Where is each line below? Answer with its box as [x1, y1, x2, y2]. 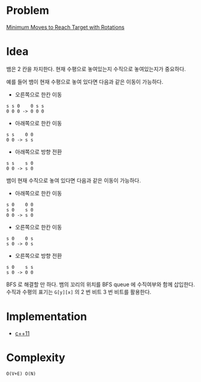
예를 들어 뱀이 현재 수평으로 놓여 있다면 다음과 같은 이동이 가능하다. [6, 78, 164, 85]
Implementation [6, 310, 87, 324]
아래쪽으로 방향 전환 [14, 148, 62, 155]
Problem [6, 4, 49, 17]
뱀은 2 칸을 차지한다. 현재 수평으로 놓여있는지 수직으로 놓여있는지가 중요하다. [6, 65, 187, 72]
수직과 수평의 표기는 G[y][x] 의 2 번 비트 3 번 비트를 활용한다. [6, 288, 152, 295]
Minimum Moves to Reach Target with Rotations [6, 23, 125, 31]
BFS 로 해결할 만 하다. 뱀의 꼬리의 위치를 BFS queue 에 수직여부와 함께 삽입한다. [6, 281, 196, 288]
